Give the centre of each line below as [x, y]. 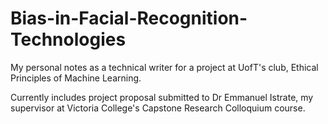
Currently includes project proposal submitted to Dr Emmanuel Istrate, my [162, 97]
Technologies [68, 39]
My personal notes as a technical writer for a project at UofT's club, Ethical [164, 67]
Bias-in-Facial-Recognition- [129, 18]
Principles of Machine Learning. [76, 78]
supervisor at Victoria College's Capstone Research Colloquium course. [158, 108]
